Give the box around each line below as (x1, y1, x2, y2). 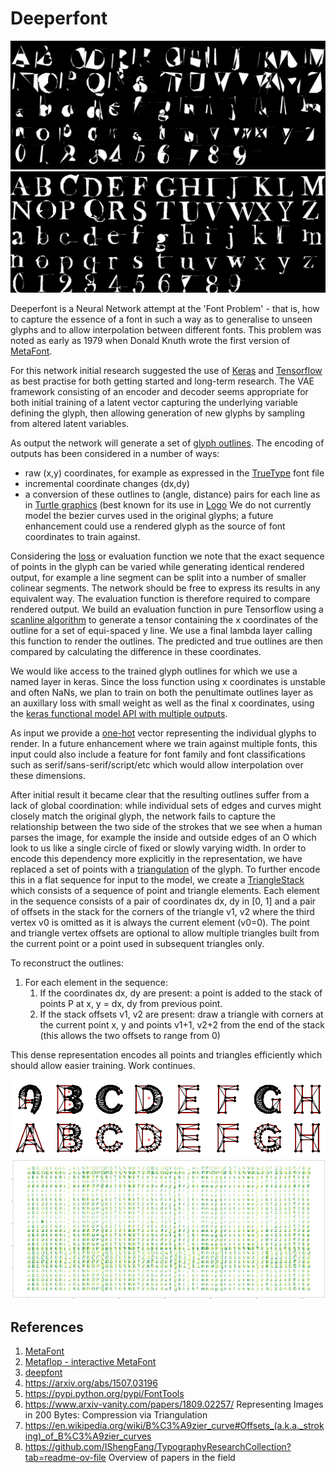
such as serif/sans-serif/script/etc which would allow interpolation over (10, 758, 304, 771)
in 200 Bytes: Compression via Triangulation (24, 1409, 208, 1421)
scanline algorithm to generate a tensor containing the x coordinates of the (10, 613, 319, 626)
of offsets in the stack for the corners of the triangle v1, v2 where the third (10, 905, 315, 917)
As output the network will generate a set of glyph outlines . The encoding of (10, 437, 325, 449)
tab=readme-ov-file (24, 1452, 107, 1464)
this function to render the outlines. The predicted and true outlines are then (10, 635, 324, 647)
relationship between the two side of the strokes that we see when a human (10, 820, 323, 832)
